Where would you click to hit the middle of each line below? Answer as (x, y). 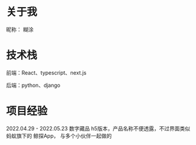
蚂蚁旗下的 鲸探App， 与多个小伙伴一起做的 (59, 136)
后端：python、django (33, 85)
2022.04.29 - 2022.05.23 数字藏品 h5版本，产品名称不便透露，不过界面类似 (98, 128)
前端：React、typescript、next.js (46, 72)
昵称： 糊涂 (20, 29)
